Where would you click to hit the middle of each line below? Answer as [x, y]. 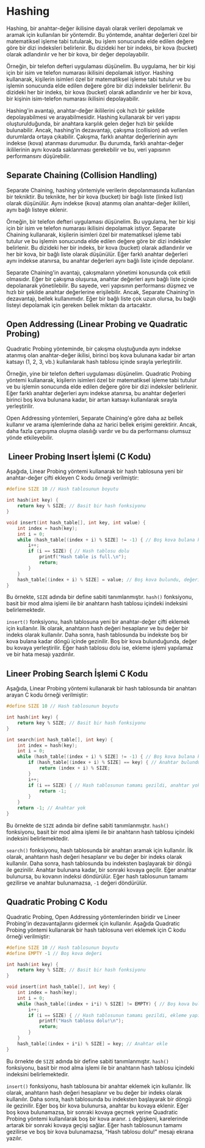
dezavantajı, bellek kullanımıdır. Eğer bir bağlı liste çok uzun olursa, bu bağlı [101, 298]
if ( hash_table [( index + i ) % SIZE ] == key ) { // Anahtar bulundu [114, 763]
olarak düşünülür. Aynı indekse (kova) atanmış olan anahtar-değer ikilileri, [99, 203]
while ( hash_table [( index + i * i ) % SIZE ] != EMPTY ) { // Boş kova [103, 1004]
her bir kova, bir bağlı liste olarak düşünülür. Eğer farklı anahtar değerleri [97, 254]
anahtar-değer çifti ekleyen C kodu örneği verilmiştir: [73, 478]
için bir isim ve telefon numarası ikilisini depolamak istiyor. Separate [91, 228]
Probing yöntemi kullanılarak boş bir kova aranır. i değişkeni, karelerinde [97, 1119]
